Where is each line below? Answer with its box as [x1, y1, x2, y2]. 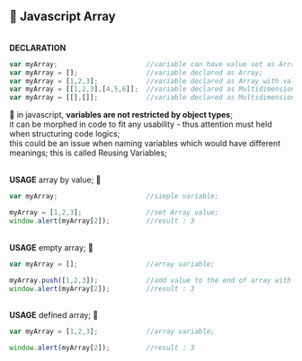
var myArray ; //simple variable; [9, 192, 219, 201]
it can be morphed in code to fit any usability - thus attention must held [9, 119, 272, 130]
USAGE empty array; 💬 [9, 242, 94, 252]
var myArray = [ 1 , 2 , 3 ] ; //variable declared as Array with [9, 76, 280, 85]
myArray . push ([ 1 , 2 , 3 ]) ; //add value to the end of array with [9, 276, 292, 285]
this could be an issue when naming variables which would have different [9, 138, 281, 149]
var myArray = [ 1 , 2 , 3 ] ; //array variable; [9, 327, 216, 337]
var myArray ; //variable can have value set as [9, 59, 276, 68]
